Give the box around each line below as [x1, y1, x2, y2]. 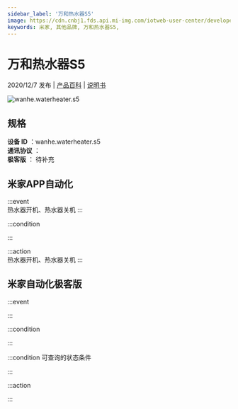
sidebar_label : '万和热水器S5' [7, 10, 94, 18]
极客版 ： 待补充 [7, 155, 55, 163]
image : [7, 17, 27, 24]
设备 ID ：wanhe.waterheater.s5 [7, 137, 101, 146]
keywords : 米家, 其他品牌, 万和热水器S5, [7, 23, 120, 30]
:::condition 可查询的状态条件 [7, 353, 92, 362]
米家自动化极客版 [7, 278, 82, 290]
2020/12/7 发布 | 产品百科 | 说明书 [7, 81, 106, 89]
